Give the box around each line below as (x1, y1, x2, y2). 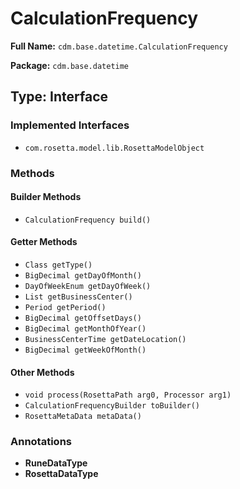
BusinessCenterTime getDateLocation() (24, 334, 187, 344)
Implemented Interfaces (10, 118, 130, 132)
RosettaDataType (24, 468, 99, 480)
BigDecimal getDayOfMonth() (24, 270, 142, 281)
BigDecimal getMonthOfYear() (24, 323, 147, 334)
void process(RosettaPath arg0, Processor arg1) (24, 390, 232, 401)
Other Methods (10, 366, 75, 378)
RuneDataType (24, 457, 88, 469)
